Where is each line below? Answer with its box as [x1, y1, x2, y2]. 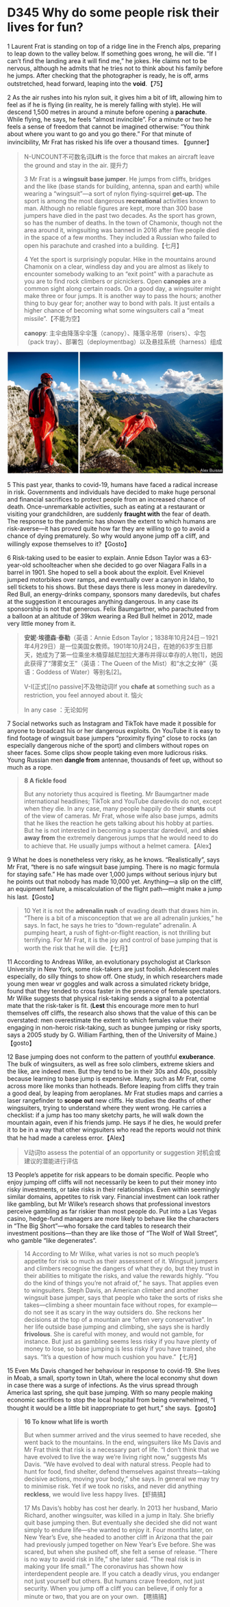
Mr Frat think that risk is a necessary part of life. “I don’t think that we [23, 1446, 220, 1454]
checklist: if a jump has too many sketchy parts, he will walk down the [7, 1111, 204, 1119]
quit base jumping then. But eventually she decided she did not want [23, 1518, 218, 1527]
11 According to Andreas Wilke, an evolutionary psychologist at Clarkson [7, 958, 211, 966]
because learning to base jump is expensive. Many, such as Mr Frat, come [7, 1075, 217, 1083]
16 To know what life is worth [23, 1417, 108, 1426]
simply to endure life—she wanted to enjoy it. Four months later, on [23, 1526, 214, 1534]
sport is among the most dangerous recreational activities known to [23, 196, 216, 205]
